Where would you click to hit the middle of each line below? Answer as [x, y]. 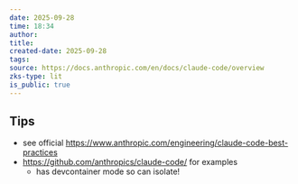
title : [22, 43]
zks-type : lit [36, 77]
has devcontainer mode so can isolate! [108, 171]
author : [24, 34]
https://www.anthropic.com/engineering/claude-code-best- [177, 143]
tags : [19, 60]
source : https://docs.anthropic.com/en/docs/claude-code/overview [137, 69]
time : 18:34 [32, 26]
